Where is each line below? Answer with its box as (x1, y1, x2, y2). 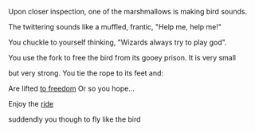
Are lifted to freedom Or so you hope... (8, 83, 135, 93)
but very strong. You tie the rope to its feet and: (8, 68, 164, 78)
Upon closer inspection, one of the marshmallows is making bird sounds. (8, 7, 248, 16)
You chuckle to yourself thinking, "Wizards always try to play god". (8, 37, 227, 47)
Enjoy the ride (8, 99, 54, 108)
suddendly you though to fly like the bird (8, 115, 141, 124)
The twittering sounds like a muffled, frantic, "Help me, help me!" (8, 22, 222, 31)
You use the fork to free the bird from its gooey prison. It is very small (8, 53, 237, 62)
